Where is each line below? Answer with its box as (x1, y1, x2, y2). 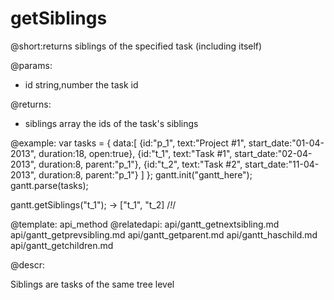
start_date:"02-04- (234, 147, 313, 159)
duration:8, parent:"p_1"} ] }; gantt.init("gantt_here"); (38, 168, 253, 181)
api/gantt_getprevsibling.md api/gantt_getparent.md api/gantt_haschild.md (10, 228, 318, 241)
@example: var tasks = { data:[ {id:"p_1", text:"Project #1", (10, 137, 247, 149)
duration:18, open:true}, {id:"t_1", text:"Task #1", (38, 147, 233, 159)
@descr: (10, 258, 45, 271)
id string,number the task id (24, 78, 139, 91)
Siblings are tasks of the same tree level (10, 278, 175, 290)
